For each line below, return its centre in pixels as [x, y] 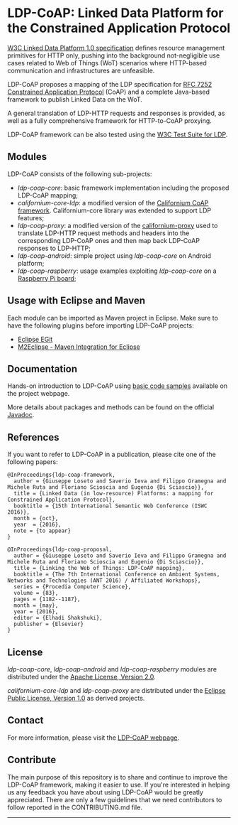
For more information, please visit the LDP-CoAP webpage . [93, 738]
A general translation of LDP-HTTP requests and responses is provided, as [116, 113]
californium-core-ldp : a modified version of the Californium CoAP [113, 203]
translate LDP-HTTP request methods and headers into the [103, 233]
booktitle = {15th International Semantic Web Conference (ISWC [110, 506]
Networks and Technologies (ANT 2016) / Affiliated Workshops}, [104, 581]
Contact [25, 720]
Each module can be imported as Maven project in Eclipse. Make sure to [113, 318]
